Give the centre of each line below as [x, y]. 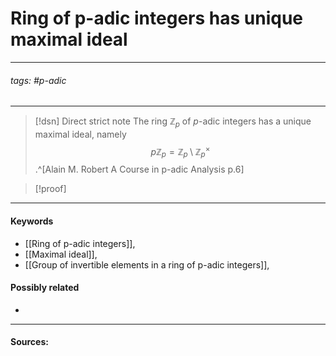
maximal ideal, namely [80, 134]
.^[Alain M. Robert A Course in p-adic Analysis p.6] [139, 169]
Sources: [29, 342]
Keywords [32, 221]
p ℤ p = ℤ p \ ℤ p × [180, 151]
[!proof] [50, 189]
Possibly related [45, 288]
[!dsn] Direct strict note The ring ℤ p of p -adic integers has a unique [173, 122]
